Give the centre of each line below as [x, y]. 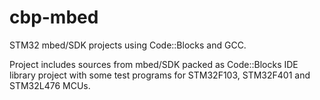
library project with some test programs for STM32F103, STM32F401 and [160, 75]
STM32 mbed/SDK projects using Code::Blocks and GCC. [128, 45]
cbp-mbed [54, 17]
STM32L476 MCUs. [50, 85]
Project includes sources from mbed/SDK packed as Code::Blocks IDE [154, 64]
